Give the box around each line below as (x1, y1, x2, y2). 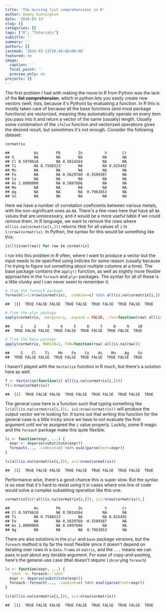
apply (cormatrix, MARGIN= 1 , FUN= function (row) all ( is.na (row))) (5, 341, 140, 346)
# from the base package (5, 337, 56, 342)
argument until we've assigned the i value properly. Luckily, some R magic (5, 422, 157, 427)
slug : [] (5, 21, 23, 26)
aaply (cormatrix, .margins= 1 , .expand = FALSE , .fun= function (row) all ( (5, 315, 158, 320)
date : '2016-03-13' (5, 16, 45, 21)
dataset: (5, 132, 22, 138)
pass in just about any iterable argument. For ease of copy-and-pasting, (5, 552, 152, 558)
